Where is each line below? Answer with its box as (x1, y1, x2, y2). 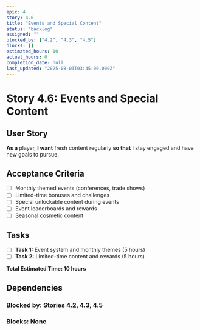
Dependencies (6, 283, 63, 293)
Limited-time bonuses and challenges (15, 192, 110, 199)
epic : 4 (6, 8, 26, 15)
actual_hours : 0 (6, 54, 47, 60)
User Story (6, 128, 48, 138)
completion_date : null (6, 59, 64, 66)
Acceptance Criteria (6, 168, 84, 179)
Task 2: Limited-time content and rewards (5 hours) (15, 253, 145, 260)
